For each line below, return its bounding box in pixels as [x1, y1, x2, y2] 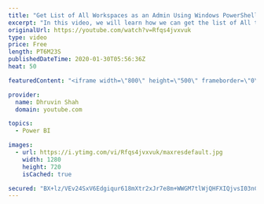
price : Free [8, 41, 47, 49]
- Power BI [15, 127, 51, 135]
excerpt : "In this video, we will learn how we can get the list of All [8, 19, 251, 27]
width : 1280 [22, 155, 61, 163]
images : [8, 141, 34, 149]
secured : [8, 184, 37, 192]
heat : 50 [8, 63, 37, 71]
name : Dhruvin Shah [15, 98, 79, 106]
